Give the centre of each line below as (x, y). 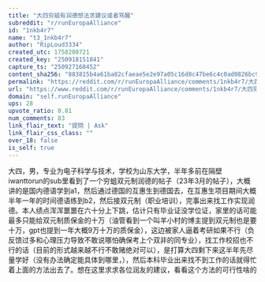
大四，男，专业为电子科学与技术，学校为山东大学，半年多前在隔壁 (115, 171)
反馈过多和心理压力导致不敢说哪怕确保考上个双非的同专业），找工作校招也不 (131, 240)
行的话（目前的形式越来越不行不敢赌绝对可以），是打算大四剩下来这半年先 (127, 250)
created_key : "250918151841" (56, 60)
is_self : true (32, 148)
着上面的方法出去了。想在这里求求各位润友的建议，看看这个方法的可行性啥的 (132, 270)
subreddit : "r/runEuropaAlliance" (65, 23)
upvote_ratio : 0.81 (40, 111)
